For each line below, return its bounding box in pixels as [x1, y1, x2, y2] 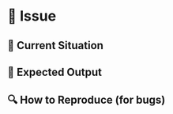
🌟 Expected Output [7, 65, 102, 78]
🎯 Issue [7, 7, 57, 25]
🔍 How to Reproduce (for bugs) [7, 93, 166, 107]
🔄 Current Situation [7, 39, 104, 52]
